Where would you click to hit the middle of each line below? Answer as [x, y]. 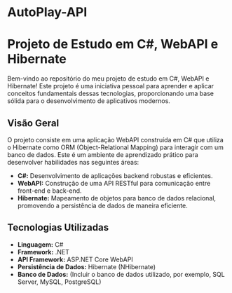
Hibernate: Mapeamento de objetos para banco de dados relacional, [116, 198]
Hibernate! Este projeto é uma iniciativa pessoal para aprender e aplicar [111, 86]
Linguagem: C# [40, 244]
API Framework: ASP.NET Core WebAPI [75, 259]
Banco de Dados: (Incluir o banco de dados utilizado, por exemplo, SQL [121, 274]
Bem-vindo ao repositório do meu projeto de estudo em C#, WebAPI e [108, 79]
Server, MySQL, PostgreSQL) [59, 282]
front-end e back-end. [49, 191]
